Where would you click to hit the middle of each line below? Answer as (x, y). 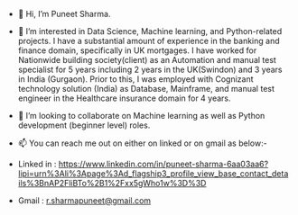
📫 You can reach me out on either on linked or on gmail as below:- (143, 143)
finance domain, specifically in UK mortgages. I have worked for (137, 50)
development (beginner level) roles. (84, 125)
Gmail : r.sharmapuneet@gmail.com (84, 201)
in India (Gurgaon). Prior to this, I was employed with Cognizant (136, 79)
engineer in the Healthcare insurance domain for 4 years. (125, 98)
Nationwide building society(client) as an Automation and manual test (147, 60)
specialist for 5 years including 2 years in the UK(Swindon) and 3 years (150, 69)
